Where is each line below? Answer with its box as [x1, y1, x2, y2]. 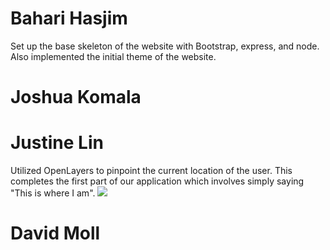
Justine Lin [10, 132, 104, 154]
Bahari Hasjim [10, 7, 128, 30]
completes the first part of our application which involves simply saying [10, 175, 305, 187]
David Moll [10, 222, 101, 245]
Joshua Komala [10, 86, 142, 109]
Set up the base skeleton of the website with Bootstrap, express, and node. [10, 40, 320, 52]
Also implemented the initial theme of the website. [10, 50, 217, 62]
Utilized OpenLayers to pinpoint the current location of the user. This [10, 165, 293, 177]
